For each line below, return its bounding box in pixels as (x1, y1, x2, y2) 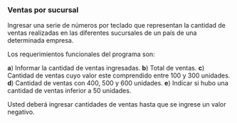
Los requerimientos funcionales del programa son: (7, 50, 155, 58)
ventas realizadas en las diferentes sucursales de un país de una (7, 28, 197, 37)
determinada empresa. (7, 36, 74, 45)
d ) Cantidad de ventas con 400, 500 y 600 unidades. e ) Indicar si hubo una (7, 79, 229, 87)
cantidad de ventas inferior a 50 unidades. (7, 87, 132, 95)
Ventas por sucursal (7, 5, 79, 15)
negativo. (7, 108, 35, 117)
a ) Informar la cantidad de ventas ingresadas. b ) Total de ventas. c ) (7, 64, 205, 73)
